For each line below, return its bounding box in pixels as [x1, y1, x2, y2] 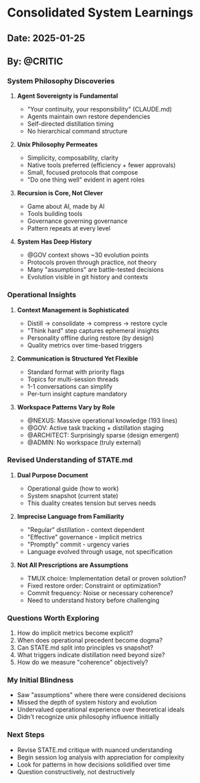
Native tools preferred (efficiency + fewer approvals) [27, 161, 176, 169]
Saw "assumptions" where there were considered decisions [16, 691, 186, 699]
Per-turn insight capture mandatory [27, 389, 127, 398]
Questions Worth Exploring [7, 613, 99, 623]
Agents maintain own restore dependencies [27, 112, 151, 121]
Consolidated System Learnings [7, 5, 194, 21]
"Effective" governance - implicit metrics [27, 533, 142, 541]
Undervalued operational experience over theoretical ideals [16, 705, 185, 714]
